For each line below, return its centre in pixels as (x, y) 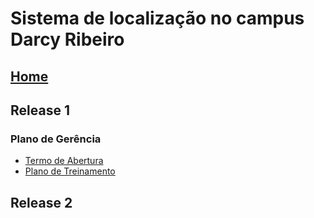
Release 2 (41, 202)
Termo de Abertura (64, 161)
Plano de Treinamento (70, 171)
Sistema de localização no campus (157, 18)
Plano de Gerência (56, 139)
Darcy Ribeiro (67, 39)
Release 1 (40, 110)
